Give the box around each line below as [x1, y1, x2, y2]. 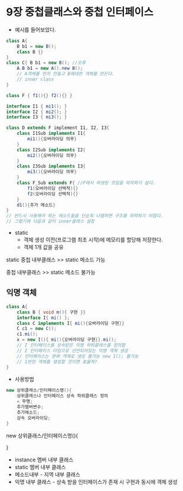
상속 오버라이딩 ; [17, 415, 51, 421]
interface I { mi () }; [17, 315, 70, 321]
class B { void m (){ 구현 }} [17, 309, 86, 315]
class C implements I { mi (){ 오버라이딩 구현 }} [17, 320, 125, 326]
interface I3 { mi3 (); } [6, 114, 67, 120]
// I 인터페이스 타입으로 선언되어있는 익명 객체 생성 [17, 347, 128, 354]
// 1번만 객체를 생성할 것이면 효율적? [17, 358, 97, 364]
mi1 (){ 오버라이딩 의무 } [27, 136, 77, 142]
